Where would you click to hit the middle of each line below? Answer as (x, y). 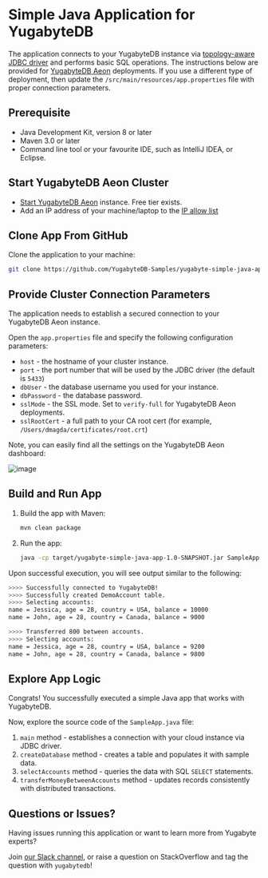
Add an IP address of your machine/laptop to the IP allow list (119, 210)
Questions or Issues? (62, 814)
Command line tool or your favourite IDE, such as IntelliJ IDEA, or (126, 149)
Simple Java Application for (102, 15)
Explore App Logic (55, 679)
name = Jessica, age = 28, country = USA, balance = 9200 (106, 646)
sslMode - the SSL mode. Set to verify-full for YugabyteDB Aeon (128, 404)
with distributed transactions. (68, 789)
